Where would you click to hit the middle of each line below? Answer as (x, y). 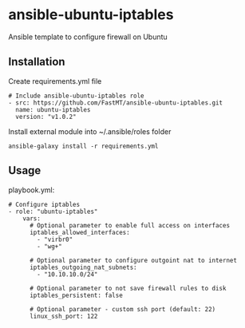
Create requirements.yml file (55, 81)
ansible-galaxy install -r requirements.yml (83, 146)
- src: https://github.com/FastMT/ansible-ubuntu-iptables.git (116, 103)
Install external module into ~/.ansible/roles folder (90, 131)
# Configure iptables (44, 204)
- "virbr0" (55, 239)
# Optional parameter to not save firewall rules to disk (128, 288)
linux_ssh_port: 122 (63, 316)
